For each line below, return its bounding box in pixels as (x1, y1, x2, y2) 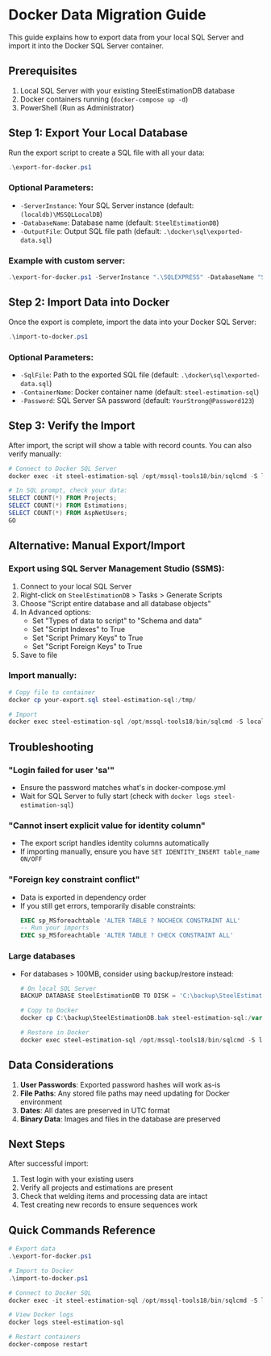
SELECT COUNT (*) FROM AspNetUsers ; (8, 510, 128, 518)
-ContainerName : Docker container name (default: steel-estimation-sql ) (19, 387, 260, 397)
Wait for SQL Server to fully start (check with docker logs (19, 792, 211, 801)
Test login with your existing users (19, 1175, 135, 1184)
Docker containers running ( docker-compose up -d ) (19, 94, 189, 104)
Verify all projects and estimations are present (19, 1183, 173, 1192)
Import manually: (8, 670, 77, 681)
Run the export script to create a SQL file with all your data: (8, 148, 205, 157)
